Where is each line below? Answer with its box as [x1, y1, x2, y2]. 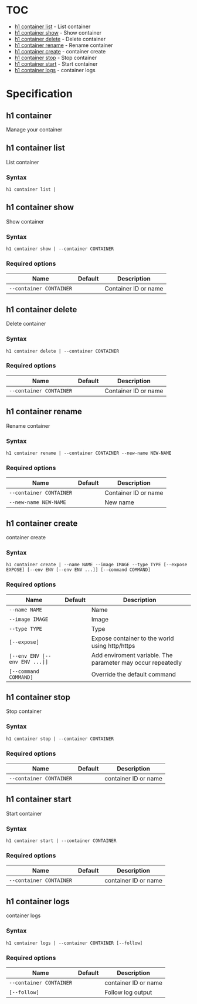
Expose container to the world [91, 634, 174, 643]
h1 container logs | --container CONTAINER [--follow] [6, 940, 143, 946]
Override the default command [91, 670, 176, 678]
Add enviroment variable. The [91, 651, 173, 659]
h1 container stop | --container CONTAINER [6, 736, 114, 742]
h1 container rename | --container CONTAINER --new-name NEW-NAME [6, 450, 172, 456]
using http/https [91, 641, 135, 650]
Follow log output [104, 988, 152, 996]
